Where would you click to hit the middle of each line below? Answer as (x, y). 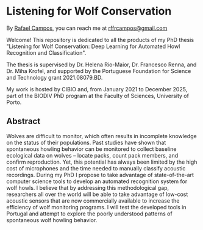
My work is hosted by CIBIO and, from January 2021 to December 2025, (97, 89)
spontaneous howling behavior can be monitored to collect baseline (91, 149)
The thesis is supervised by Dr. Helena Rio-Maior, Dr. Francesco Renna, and (101, 64)
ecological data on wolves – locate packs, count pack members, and (92, 155)
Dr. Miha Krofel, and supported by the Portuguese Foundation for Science (99, 71)
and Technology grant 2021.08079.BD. (55, 77)
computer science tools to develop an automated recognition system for (97, 181)
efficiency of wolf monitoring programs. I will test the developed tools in (97, 207)
